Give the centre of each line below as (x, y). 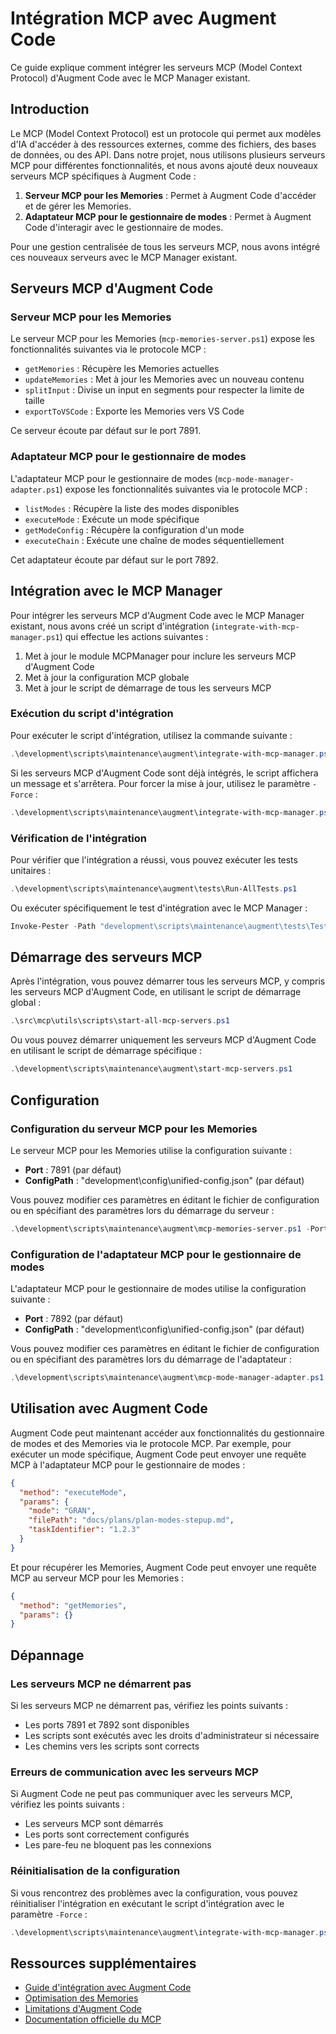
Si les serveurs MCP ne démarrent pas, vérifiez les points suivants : (149, 1705)
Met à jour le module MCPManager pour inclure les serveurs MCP (160, 656)
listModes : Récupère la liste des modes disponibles (132, 508)
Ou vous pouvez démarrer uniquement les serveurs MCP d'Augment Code (163, 1040)
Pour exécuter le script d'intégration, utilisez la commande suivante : (151, 735)
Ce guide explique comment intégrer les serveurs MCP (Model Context (156, 67)
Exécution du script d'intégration (92, 714)
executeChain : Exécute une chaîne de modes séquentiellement (154, 540)
